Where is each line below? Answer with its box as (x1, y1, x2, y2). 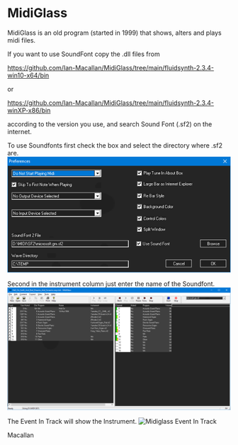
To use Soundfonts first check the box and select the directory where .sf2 (7, 141, 223, 150)
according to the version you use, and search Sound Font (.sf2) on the (7, 119, 212, 128)
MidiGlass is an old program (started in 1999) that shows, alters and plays (7, 28, 222, 37)
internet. (7, 127, 32, 136)
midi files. (7, 35, 36, 44)
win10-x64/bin (7, 71, 50, 79)
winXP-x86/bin (7, 106, 51, 114)
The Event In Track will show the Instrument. (7, 417, 137, 426)
